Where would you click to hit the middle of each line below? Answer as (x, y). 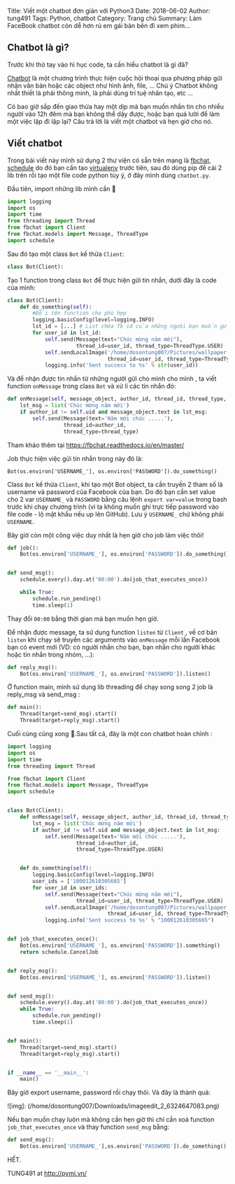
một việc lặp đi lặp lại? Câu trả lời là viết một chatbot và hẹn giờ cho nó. (110, 121)
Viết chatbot (35, 143)
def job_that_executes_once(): (53, 939)
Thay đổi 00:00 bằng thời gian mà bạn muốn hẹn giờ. (83, 619)
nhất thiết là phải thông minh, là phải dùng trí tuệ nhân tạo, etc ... (100, 93)
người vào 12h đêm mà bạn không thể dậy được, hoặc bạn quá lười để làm (114, 114)
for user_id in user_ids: (70, 888)
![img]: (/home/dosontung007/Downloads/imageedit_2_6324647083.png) (113, 1106)
